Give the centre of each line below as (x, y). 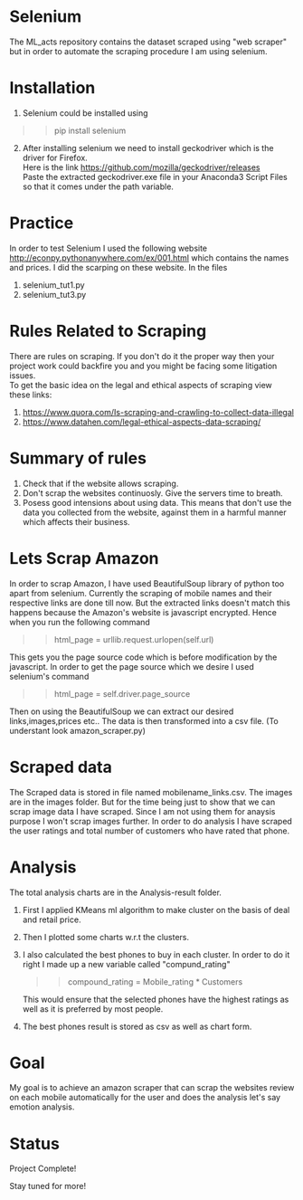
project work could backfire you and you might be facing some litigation (143, 366)
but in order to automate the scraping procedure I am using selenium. (139, 51)
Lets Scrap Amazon (85, 558)
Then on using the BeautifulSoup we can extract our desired (122, 711)
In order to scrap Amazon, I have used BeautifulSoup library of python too (147, 583)
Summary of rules (78, 458)
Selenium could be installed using (85, 113)
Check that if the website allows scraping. (100, 483)
